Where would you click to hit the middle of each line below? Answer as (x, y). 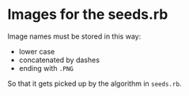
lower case (37, 51)
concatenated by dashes (59, 60)
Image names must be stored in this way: (74, 36)
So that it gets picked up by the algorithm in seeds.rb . (94, 83)
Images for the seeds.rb (88, 15)
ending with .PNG (46, 68)
